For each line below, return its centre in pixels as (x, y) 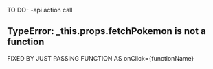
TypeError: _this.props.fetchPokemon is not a (106, 31)
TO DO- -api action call (40, 10)
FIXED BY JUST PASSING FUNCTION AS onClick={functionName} (101, 58)
